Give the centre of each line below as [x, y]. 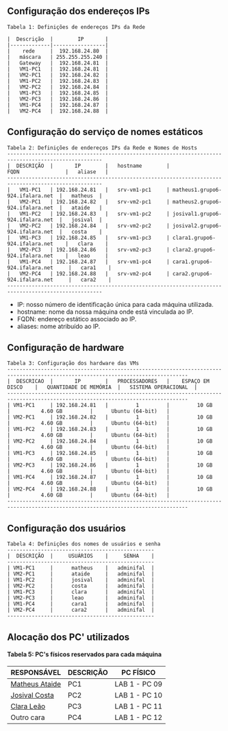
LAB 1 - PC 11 [139, 706]
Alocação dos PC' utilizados [68, 637]
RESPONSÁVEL [36, 672]
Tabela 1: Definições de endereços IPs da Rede [76, 27]
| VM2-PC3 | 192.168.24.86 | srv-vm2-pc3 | [88, 249]
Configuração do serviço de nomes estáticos [105, 132]
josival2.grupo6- [197, 225]
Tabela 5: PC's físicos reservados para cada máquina [85, 654]
